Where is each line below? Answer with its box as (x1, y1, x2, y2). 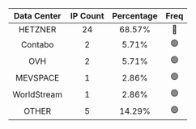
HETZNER (19, 24, 57, 35)
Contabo (20, 39, 54, 50)
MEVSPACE (15, 72, 60, 83)
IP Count (70, 10, 104, 21)
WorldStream (12, 89, 63, 100)
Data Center (13, 10, 62, 21)
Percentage (112, 10, 158, 21)
